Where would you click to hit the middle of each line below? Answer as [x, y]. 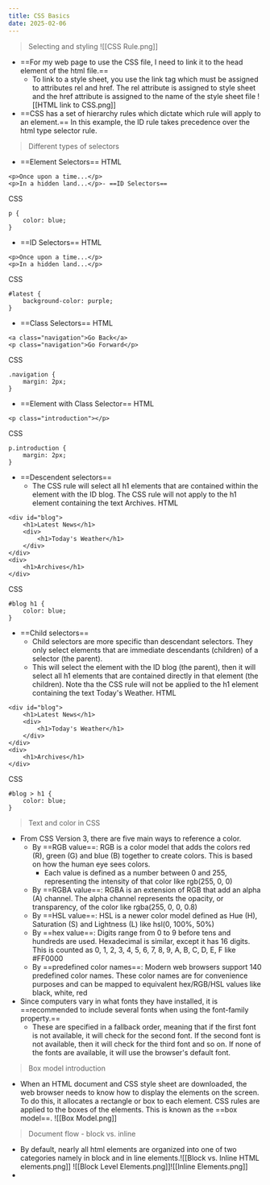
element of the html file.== [64, 70]
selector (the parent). [67, 659]
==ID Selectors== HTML [61, 242]
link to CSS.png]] [88, 105]
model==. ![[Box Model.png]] [68, 1118]
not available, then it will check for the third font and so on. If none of [147, 1044]
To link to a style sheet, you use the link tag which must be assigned [145, 79]
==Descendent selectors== [66, 477]
